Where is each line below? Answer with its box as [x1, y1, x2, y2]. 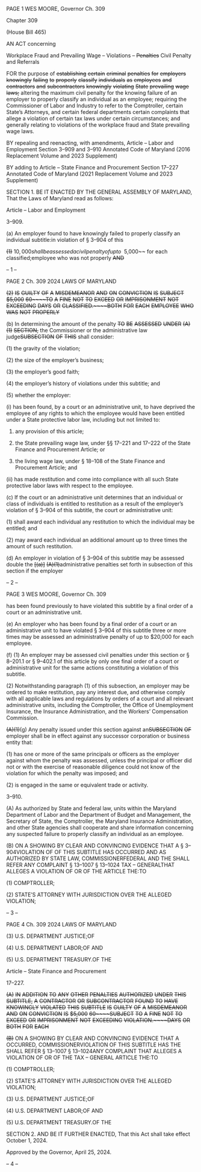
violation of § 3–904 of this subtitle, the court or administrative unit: [6, 507, 173, 513]
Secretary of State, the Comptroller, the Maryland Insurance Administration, [6, 817, 194, 825]
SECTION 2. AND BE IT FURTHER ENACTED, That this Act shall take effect [6, 1130, 191, 1138]
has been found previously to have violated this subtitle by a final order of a [6, 603, 193, 609]
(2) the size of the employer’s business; [6, 356, 104, 364]
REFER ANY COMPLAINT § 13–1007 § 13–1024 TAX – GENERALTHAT [6, 861, 175, 868]
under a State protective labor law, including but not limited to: [6, 416, 161, 423]
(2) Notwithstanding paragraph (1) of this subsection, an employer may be [6, 682, 190, 689]
